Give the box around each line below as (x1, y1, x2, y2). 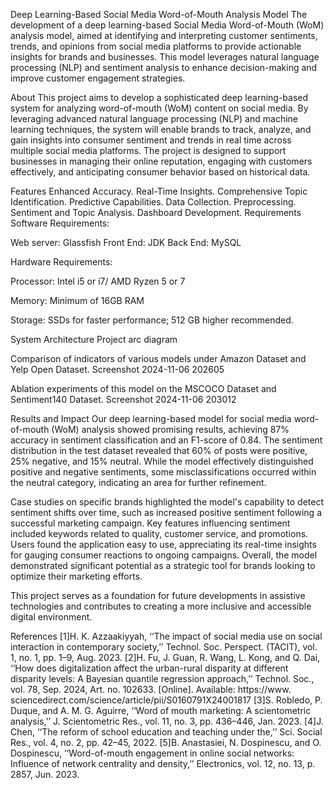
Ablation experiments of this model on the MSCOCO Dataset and (10, 383, 277, 394)
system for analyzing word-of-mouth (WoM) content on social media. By (10, 102, 309, 114)
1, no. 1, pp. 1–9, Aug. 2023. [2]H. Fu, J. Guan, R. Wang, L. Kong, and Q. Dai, (10, 652, 321, 663)
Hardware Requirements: (10, 256, 113, 268)
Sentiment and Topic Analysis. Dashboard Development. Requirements (10, 207, 302, 218)
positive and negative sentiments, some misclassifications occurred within (10, 466, 317, 478)
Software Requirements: (10, 217, 110, 229)
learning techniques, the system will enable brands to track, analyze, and (10, 124, 312, 135)
